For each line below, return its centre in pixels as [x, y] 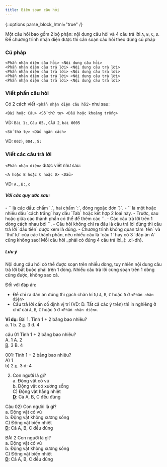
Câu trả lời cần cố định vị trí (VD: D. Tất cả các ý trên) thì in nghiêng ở [84, 304]
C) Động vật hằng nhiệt [37, 391]
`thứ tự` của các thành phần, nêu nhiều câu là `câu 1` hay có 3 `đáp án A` [80, 235]
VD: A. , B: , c [18, 184]
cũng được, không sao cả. [32, 275]
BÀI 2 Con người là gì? [28, 438]
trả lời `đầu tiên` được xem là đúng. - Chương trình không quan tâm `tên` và [83, 229]
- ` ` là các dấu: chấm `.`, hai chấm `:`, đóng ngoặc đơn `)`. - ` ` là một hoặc [81, 208]
